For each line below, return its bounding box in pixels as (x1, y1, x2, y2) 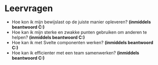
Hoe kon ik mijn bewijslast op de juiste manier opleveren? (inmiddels (11, 19, 151, 25)
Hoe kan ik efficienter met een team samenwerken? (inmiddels (11, 49, 139, 56)
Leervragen (4, 3, 53, 14)
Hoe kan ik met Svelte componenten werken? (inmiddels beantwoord (11, 39, 154, 45)
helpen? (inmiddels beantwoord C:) (11, 34, 85, 40)
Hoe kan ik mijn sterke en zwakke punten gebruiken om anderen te (11, 29, 147, 35)
